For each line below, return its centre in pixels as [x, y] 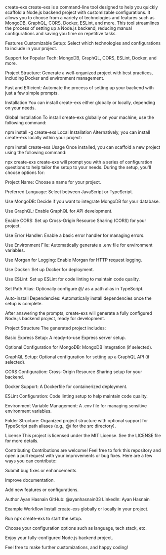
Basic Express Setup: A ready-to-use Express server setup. [65, 337]
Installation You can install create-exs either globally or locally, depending [80, 103]
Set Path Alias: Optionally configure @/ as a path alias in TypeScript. [75, 289]
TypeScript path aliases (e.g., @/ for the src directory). [61, 426]
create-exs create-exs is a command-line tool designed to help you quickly [82, 7]
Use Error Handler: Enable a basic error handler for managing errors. [75, 235]
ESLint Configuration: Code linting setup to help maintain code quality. [77, 396]
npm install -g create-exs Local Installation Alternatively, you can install [78, 132]
